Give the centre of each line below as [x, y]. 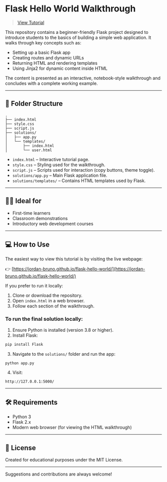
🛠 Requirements [32, 402]
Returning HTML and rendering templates [55, 63]
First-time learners [31, 213]
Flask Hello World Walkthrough [70, 9]
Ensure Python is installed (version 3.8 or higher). [63, 330]
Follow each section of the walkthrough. [53, 306]
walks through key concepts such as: [43, 42]
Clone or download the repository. [47, 295]
